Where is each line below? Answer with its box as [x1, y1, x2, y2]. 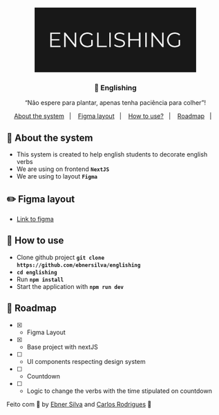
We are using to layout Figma [16, 172, 98, 181]
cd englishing [16, 269, 57, 276]
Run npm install [16, 275, 64, 283]
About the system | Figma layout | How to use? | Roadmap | [14, 112, 212, 121]
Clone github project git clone [16, 253, 105, 261]
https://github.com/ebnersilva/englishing [16, 261, 141, 269]
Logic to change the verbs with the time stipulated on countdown [26, 387, 212, 395]
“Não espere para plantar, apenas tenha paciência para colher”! [24, 99, 207, 107]
